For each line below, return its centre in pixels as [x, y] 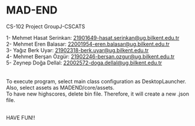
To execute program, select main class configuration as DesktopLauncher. [96, 81]
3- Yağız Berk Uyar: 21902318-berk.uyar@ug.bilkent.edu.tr [77, 50]
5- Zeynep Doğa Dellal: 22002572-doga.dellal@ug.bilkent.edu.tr [84, 63]
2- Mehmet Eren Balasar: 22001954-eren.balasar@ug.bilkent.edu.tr [88, 44]
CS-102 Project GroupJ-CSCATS [46, 26]
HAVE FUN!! [21, 117]
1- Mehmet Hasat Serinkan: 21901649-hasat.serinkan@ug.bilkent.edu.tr [93, 38]
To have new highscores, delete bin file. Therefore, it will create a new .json [98, 94]
